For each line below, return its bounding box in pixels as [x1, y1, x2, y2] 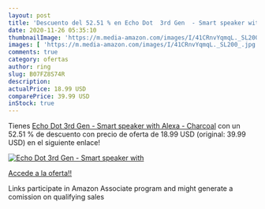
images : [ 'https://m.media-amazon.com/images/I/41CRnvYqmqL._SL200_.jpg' [8, 41, 259, 49]
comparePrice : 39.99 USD [8, 92, 90, 100]
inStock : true [8, 99, 55, 107]
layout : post [8, 11, 51, 20]
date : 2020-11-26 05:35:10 [8, 26, 97, 34]
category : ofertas [8, 56, 69, 64]
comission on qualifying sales [8, 192, 105, 202]
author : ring [8, 63, 51, 71]
